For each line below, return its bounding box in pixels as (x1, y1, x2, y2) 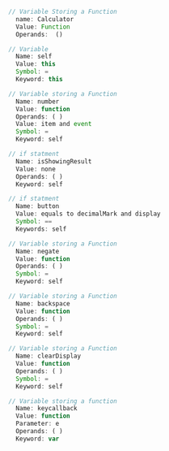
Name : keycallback (15, 405, 78, 413)
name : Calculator (15, 15, 74, 24)
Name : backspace (15, 299, 70, 308)
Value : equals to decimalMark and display (15, 210, 161, 219)
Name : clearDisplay (15, 352, 82, 361)
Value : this (15, 60, 57, 68)
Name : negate (15, 247, 60, 255)
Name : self (15, 53, 53, 61)
